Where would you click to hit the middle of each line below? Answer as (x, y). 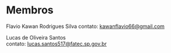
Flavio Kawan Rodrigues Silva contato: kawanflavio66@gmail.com (85, 26)
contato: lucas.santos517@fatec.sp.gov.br (56, 44)
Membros (30, 10)
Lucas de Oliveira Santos (36, 37)
